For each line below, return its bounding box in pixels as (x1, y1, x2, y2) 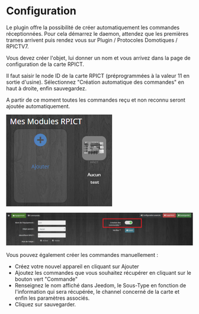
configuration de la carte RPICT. (6, 61, 85, 68)
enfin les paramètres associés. (14, 294, 90, 302)
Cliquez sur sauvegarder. (14, 300, 76, 307)
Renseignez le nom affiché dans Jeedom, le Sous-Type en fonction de (14, 281, 187, 289)
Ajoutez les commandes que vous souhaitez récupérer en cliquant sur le (14, 269, 191, 276)
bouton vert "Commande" (14, 275, 78, 282)
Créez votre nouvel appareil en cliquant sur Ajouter (14, 263, 139, 270)
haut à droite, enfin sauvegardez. (6, 84, 87, 92)
